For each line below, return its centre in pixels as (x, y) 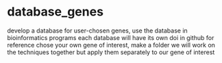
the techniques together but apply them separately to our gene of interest (111, 52)
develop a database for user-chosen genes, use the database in (98, 30)
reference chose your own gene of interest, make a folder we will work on (111, 45)
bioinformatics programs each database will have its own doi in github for (111, 37)
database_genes (56, 12)
